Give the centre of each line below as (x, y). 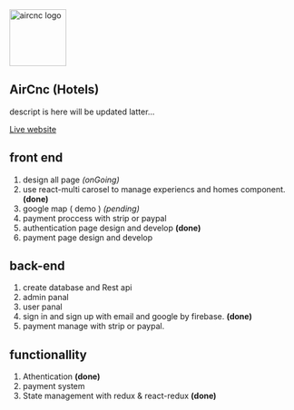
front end (36, 158)
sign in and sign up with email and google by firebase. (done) (137, 317)
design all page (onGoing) (71, 180)
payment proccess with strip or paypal (94, 218)
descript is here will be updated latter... (82, 112)
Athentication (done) (61, 376)
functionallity (49, 354)
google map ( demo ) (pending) (81, 209)
